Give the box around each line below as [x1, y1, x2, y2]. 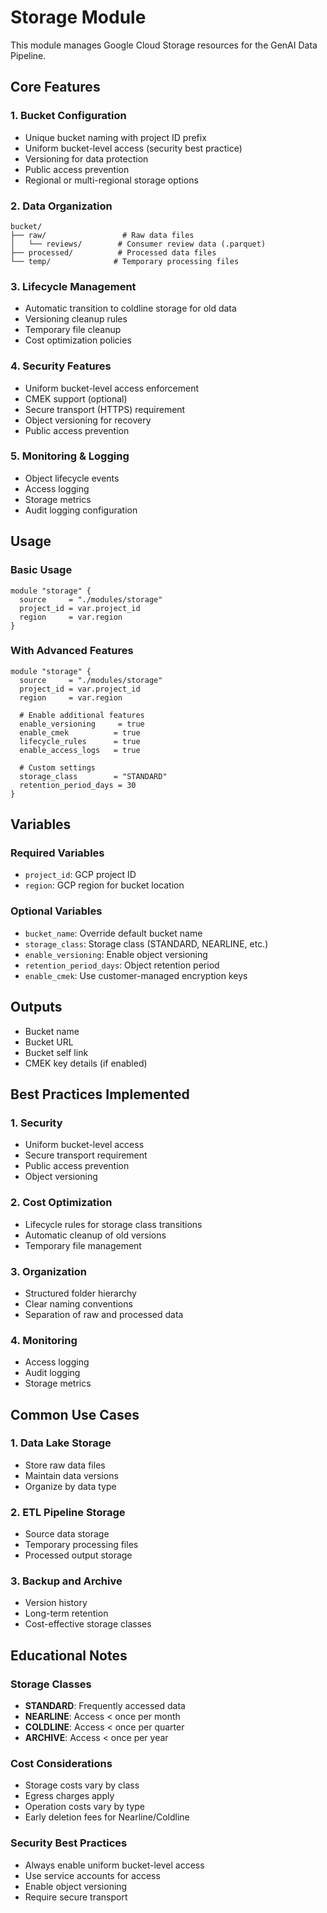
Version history [24, 1597, 88, 1609]
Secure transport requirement [24, 1149, 148, 1161]
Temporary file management [24, 1239, 142, 1251]
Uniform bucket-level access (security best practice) [24, 142, 243, 154]
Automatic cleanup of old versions [24, 1229, 167, 1241]
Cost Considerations [10, 1757, 113, 1771]
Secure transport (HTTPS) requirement [24, 403, 186, 415]
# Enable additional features [19, 710, 145, 720]
